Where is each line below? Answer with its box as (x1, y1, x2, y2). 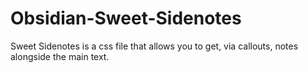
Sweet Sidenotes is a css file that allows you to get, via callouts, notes (10, 40, 299, 52)
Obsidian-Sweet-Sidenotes (10, 7, 242, 30)
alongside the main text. (10, 50, 110, 62)
